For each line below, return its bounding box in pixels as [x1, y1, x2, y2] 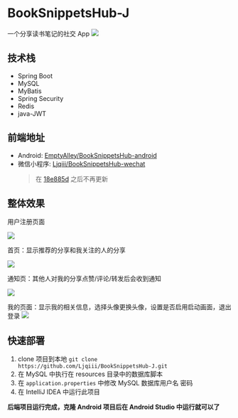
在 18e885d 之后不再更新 [35, 174, 109, 183]
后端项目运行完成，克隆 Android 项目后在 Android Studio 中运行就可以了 [7, 403, 220, 412]
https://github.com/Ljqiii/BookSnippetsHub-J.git [17, 363, 168, 370]
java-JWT [17, 109, 47, 118]
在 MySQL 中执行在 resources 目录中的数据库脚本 [17, 370, 163, 378]
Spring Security [17, 94, 64, 102]
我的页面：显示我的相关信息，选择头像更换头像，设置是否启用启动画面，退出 [7, 303, 232, 311]
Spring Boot [17, 71, 53, 80]
